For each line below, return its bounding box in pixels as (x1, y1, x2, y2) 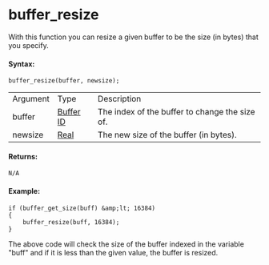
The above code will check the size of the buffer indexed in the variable (8, 239, 244, 249)
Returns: (8, 151, 38, 161)
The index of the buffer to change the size (97, 106, 255, 118)
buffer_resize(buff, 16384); (22, 218, 120, 226)
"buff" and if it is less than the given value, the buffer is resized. (8, 247, 219, 257)
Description (97, 94, 142, 105)
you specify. (8, 40, 50, 50)
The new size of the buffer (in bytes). (97, 130, 238, 141)
